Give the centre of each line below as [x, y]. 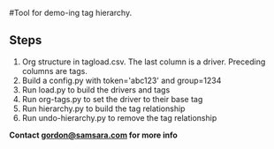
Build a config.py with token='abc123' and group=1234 [122, 80]
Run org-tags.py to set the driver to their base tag [112, 99]
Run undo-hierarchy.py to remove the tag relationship [119, 117]
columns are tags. [55, 71]
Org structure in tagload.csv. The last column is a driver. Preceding [144, 62]
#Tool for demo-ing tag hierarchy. [71, 13]
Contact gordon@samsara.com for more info [94, 135]
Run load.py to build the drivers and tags [96, 89]
